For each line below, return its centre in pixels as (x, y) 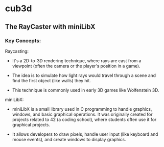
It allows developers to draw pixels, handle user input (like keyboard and (85, 134)
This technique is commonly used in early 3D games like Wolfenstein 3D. (85, 90)
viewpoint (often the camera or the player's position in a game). (76, 66)
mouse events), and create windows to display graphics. (69, 139)
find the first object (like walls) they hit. (51, 80)
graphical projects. (31, 124)
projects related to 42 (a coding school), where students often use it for (84, 119)
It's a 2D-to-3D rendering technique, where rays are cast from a (77, 61)
